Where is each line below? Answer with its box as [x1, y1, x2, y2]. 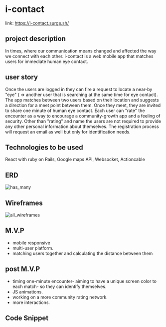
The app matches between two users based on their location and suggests [5, 96, 159, 103]
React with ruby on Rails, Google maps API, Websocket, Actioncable [5, 156, 146, 162]
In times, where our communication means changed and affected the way [5, 47, 157, 53]
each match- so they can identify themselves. [12, 283, 107, 289]
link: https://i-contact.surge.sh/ [5, 20, 69, 26]
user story [5, 73, 38, 81]
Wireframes [5, 198, 43, 207]
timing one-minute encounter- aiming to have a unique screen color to [12, 278, 157, 284]
